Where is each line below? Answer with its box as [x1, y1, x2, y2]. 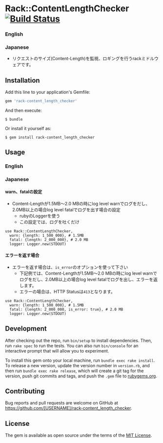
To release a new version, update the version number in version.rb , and [5, 362, 150, 368]
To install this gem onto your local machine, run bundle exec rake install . [5, 357, 155, 363]
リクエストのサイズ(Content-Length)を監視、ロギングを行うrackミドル [12, 56, 155, 62]
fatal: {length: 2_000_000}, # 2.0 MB [9, 237, 89, 242]
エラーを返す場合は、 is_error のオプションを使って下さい [12, 264, 128, 270]
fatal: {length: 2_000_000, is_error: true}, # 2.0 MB [9, 307, 123, 312]
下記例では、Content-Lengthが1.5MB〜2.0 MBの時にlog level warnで [19, 270, 158, 276]
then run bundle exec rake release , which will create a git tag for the [5, 368, 144, 374]
